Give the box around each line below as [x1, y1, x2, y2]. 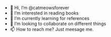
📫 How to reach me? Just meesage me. [10, 26, 94, 32]
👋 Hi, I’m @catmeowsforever [10, 5, 70, 10]
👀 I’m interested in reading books [10, 10, 79, 16]
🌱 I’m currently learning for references [10, 15, 90, 21]
